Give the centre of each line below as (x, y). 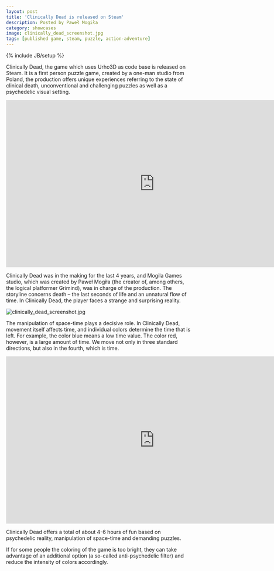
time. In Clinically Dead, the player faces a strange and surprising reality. (94, 300)
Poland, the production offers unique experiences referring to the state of (95, 79)
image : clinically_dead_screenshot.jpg (55, 33)
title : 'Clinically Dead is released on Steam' (65, 17)
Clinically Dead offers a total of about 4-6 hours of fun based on (83, 532)
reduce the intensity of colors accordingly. (57, 562)
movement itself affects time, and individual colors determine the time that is (98, 330)
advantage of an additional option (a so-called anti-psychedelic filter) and (95, 556)
